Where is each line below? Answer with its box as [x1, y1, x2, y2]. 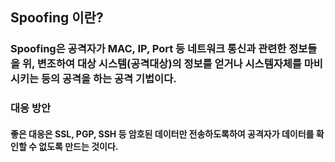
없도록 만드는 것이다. [38, 140, 119, 152]
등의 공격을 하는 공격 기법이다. [41, 72, 177, 86]
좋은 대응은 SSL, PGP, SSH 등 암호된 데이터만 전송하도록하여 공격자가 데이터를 [10, 128, 315, 140]
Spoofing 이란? [10, 9, 104, 27]
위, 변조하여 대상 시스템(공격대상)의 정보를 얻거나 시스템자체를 [21, 57, 302, 71]
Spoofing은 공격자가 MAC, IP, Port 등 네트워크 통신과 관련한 [10, 42, 287, 56]
